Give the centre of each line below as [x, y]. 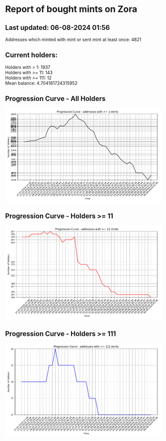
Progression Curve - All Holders [55, 99]
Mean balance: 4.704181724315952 [41, 83]
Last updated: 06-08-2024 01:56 [58, 28]
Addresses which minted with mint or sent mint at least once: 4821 [73, 39]
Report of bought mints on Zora [71, 9]
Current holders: [32, 55]
